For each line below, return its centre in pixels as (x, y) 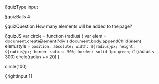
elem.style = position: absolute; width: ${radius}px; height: (70, 46)
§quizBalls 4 (18, 17)
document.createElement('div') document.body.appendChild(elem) (73, 41)
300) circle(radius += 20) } (32, 57)
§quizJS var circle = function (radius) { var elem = (56, 36)
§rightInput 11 (19, 76)
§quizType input (21, 7)
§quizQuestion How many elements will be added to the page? (69, 26)
